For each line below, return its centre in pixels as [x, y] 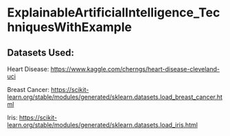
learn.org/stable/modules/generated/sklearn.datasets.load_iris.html [102, 125]
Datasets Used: [41, 53]
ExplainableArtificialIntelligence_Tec [114, 13]
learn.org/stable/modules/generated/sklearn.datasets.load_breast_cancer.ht [115, 97]
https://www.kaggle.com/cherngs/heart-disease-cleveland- [135, 69]
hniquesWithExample [70, 27]
